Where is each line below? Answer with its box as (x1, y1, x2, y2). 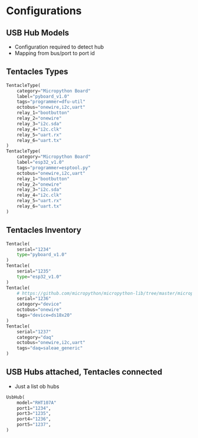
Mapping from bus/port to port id (14, 50, 95, 57)
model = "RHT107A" (16, 400, 57, 405)
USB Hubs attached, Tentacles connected (6, 367, 163, 377)
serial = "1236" (16, 296, 51, 302)
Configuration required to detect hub (14, 43, 104, 50)
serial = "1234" (16, 246, 51, 252)
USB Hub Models (6, 28, 70, 38)
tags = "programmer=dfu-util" (16, 99, 85, 105)
